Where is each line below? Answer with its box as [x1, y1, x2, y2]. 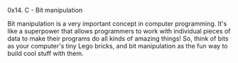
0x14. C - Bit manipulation [7, 6, 83, 14]
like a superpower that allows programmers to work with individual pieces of [7, 27, 231, 35]
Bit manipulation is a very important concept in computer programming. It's [7, 20, 227, 27]
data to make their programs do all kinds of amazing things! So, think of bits [7, 34, 229, 43]
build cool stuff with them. [7, 49, 84, 57]
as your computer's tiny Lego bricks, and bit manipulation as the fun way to [7, 42, 228, 50]
